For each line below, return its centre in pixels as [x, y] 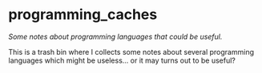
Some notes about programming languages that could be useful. [115, 36]
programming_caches [83, 15]
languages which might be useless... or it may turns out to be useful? [122, 60]
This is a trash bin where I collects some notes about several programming [131, 52]
